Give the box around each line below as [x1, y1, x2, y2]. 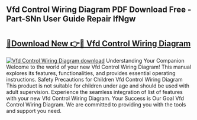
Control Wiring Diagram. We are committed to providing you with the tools [6, 101, 186, 108]
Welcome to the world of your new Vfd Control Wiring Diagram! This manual [6, 63, 191, 70]
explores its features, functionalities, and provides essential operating [6, 70, 176, 76]
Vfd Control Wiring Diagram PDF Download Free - [6, 5, 192, 15]
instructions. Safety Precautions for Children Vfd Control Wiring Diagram [6, 76, 183, 83]
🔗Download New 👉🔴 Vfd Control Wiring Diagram [6, 38, 191, 48]
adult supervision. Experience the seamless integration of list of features [6, 89, 183, 95]
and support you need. [6, 108, 62, 114]
